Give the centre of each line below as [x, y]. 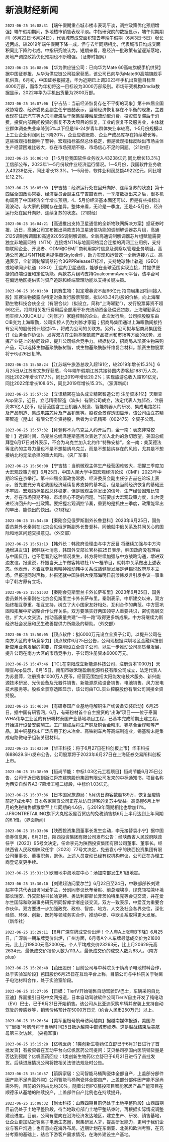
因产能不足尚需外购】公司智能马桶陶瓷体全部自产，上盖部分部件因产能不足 [82, 1080]
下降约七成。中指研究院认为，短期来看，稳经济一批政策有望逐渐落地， [91, 50]
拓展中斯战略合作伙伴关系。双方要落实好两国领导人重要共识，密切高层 [87, 611]
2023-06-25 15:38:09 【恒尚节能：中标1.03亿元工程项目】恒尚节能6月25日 [82, 771]
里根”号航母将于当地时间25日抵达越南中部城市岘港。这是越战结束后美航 [86, 1027]
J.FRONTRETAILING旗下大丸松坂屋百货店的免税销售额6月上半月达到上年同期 [84, 813]
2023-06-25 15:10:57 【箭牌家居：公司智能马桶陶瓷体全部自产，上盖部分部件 [84, 1073]
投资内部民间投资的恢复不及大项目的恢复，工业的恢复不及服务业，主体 [87, 122]
